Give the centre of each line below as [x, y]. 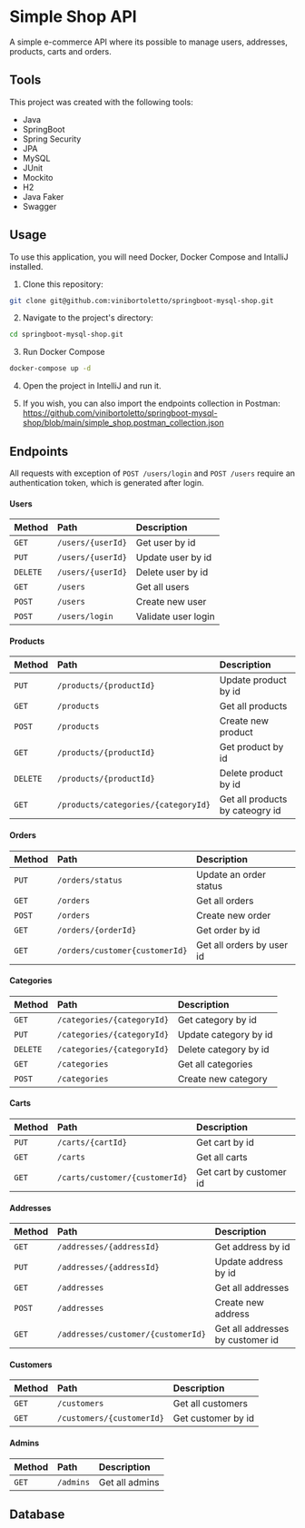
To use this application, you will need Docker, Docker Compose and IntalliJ [149, 257]
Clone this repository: [63, 284]
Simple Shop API [74, 17]
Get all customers [210, 1404]
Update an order [231, 874]
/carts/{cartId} [92, 1143]
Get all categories [215, 1064]
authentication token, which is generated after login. [107, 483]
